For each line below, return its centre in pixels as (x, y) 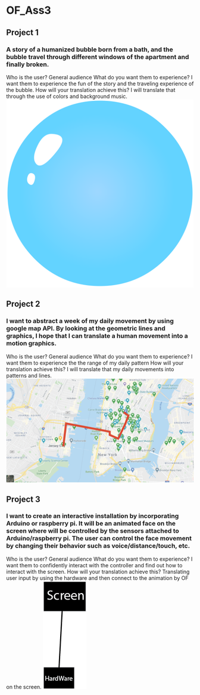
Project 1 (22, 33)
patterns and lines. (29, 375)
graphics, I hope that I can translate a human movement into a (97, 336)
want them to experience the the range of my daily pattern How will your (95, 363)
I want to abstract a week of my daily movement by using (90, 321)
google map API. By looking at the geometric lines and (86, 329)
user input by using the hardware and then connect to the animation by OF (97, 578)
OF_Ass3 (29, 10)
